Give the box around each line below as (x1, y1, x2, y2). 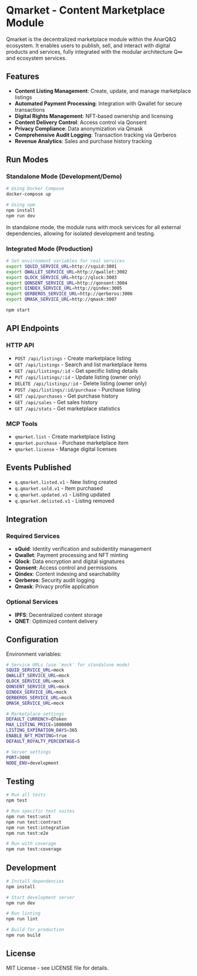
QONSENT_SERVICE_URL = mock (6, 684, 69, 690)
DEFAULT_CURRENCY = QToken (6, 716, 67, 723)
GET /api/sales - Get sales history (14, 398, 98, 405)
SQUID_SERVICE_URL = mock (6, 667, 65, 674)
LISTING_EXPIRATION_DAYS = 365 (6, 727, 78, 733)
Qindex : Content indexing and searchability (14, 571, 121, 578)
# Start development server (6, 894, 75, 900)
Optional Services (6, 598, 59, 606)
